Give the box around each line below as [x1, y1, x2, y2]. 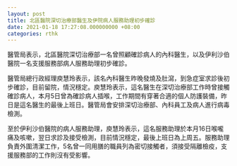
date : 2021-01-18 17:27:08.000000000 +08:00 [7, 23, 140, 30]
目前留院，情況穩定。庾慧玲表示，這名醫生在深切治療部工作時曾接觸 [31, 83, 230, 92]
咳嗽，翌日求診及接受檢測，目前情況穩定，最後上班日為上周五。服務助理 [19, 134, 230, 142]
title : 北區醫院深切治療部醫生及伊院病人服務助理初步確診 [7, 17, 156, 24]
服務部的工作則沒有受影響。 [13, 151, 94, 160]
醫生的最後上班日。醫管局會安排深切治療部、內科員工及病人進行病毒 [31, 100, 230, 109]
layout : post [7, 10, 46, 18]
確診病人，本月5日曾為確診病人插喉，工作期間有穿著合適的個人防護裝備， [7, 92, 221, 100]
